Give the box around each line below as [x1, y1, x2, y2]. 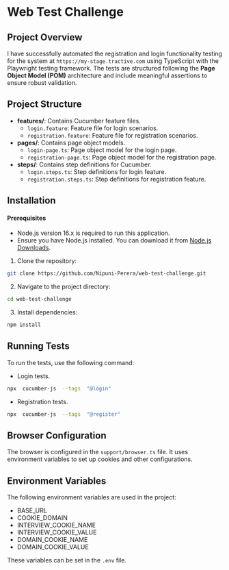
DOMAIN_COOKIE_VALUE [16, 543, 89, 552]
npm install [7, 321, 41, 329]
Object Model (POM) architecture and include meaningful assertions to [7, 71, 208, 79]
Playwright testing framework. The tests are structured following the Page [7, 64, 215, 72]
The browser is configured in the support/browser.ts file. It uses [7, 448, 189, 456]
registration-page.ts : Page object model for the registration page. [27, 153, 217, 161]
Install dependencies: [16, 308, 78, 317]
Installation [7, 195, 56, 206]
